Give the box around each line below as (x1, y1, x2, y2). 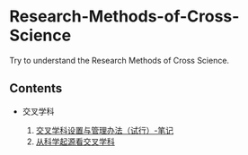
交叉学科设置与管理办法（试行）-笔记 (35, 125, 174, 135)
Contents (9, 81, 63, 96)
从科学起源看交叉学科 (35, 136, 115, 147)
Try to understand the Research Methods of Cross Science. (9, 55, 230, 65)
